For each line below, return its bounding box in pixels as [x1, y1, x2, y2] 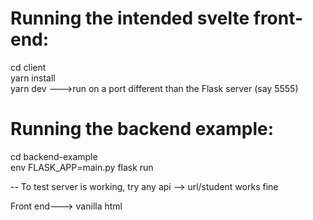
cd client [10, 61, 47, 73]
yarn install [10, 72, 56, 84]
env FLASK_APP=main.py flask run [10, 161, 154, 173]
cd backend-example [10, 150, 98, 162]
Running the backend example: [10, 118, 275, 141]
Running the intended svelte [10, 7, 250, 30]
